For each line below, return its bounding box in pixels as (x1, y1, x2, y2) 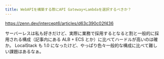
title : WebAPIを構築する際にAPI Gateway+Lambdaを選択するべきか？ (5, 7, 132, 12)
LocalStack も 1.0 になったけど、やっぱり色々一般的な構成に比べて (14, 42, 149, 48)
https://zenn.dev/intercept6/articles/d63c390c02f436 (5, 20, 114, 26)
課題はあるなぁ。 (9, 48, 44, 54)
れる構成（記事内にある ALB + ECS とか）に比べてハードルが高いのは (13, 36, 154, 42)
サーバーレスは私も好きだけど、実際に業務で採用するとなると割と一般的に (5, 30, 155, 36)
